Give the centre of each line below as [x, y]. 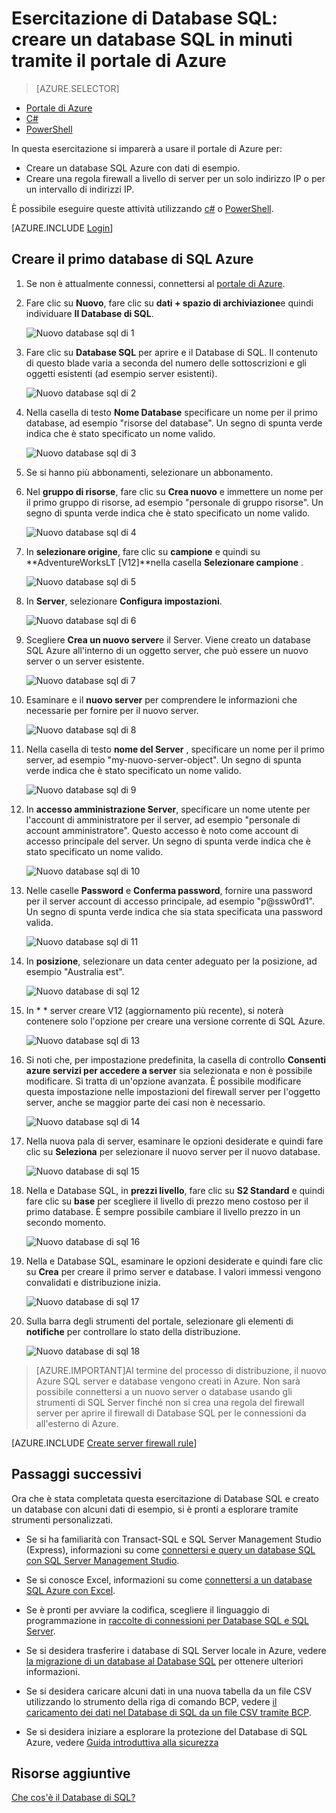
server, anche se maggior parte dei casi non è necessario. [145, 1102]
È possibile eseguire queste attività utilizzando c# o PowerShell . [142, 208]
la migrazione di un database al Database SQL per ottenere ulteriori [164, 1661]
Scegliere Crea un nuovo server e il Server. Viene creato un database [168, 639]
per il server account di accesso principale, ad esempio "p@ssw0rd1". [170, 901]
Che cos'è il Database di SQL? [73, 1798]
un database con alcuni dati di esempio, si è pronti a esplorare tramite [155, 1509]
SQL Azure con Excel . [70, 1590]
